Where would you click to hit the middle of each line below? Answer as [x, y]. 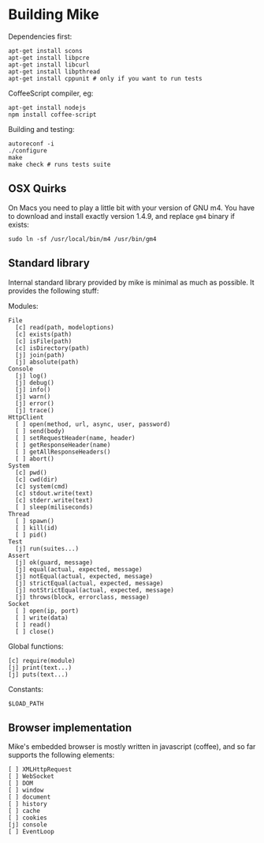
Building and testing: [41, 129]
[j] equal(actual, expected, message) [79, 569]
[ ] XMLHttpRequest [40, 770]
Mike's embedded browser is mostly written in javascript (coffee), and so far [132, 747]
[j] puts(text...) [38, 674]
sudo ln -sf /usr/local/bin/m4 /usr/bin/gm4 [82, 239]
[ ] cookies [28, 818]
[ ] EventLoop [32, 832]
